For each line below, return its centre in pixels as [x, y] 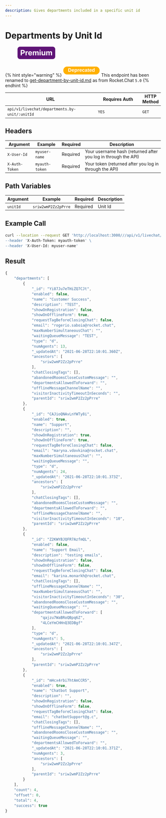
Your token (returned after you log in [122, 164]
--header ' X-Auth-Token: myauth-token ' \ [48, 241]
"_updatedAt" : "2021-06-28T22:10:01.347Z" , [77, 644]
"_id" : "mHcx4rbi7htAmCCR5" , [62, 680]
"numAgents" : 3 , [48, 753]
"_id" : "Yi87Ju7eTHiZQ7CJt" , [62, 289]
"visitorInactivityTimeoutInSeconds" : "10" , [78, 519]
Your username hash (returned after [121, 151]
